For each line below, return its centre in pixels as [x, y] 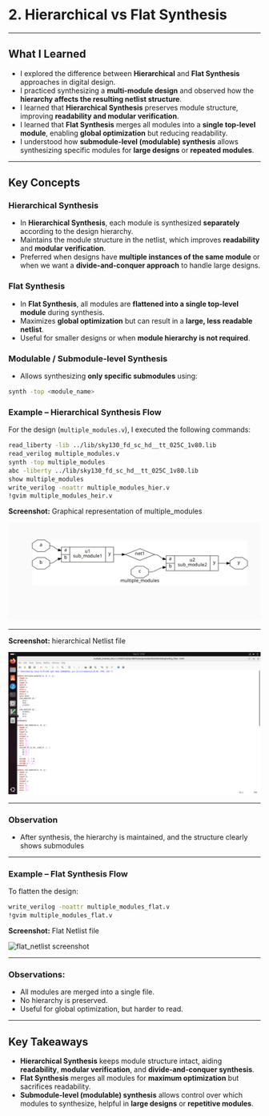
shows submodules [52, 846]
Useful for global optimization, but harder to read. [102, 1009]
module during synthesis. [62, 312]
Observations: [37, 974]
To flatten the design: [43, 892]
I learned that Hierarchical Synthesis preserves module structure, [129, 107]
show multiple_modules [46, 479]
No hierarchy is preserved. [64, 1001]
